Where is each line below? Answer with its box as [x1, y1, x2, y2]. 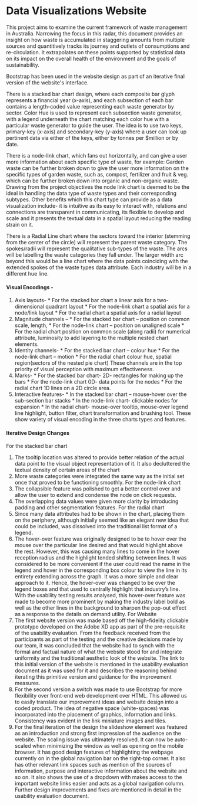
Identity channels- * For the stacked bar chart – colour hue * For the [14, 347, 179, 354]
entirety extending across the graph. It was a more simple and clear [14, 573, 179, 580]
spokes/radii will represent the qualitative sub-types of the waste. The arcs [6, 245, 188, 252]
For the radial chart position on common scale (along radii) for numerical [14, 328, 191, 335]
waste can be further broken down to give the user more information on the [6, 164, 189, 172]
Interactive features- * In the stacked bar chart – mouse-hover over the [14, 391, 187, 398]
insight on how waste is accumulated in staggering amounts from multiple [6, 36, 185, 43]
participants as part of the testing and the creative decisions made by [14, 636, 183, 643]
